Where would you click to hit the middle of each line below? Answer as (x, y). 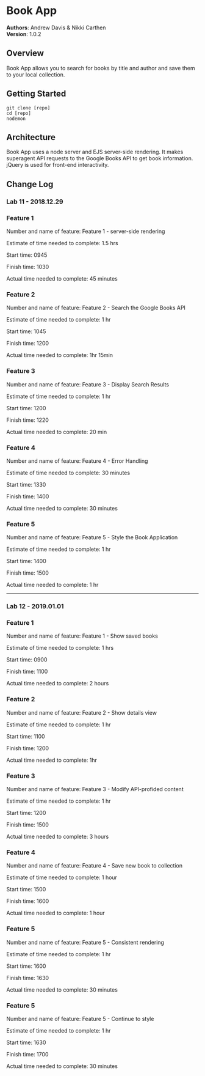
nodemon (16, 119)
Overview (25, 53)
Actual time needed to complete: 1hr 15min (60, 355)
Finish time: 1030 (28, 267)
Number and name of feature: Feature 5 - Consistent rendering (85, 942)
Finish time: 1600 (28, 901)
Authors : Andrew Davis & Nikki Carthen (56, 28)
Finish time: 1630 (28, 978)
